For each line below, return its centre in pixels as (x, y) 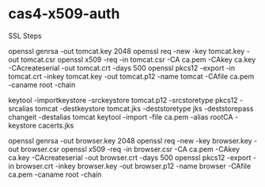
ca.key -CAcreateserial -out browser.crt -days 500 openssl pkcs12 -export (130, 157)
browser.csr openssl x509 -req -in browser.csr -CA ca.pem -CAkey (130, 149)
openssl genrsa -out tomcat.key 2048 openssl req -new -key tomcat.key (127, 51)
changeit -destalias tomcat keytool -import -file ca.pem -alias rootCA (121, 116)
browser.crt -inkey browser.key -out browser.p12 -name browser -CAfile (133, 166)
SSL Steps (25, 36)
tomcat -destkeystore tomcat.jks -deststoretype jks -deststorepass (144, 109)
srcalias (21, 109)
